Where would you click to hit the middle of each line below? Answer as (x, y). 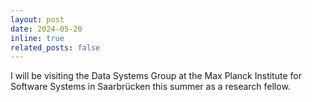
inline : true (37, 38)
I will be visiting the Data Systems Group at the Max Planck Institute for (156, 76)
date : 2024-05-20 (46, 29)
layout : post (37, 19)
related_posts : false (55, 47)
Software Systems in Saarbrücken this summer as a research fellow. (150, 87)
